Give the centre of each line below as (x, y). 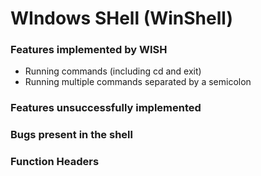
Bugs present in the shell (71, 135)
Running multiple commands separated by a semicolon (138, 82)
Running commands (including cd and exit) (113, 71)
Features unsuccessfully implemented (106, 108)
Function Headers (55, 162)
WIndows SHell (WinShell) (121, 18)
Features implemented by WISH (89, 50)
